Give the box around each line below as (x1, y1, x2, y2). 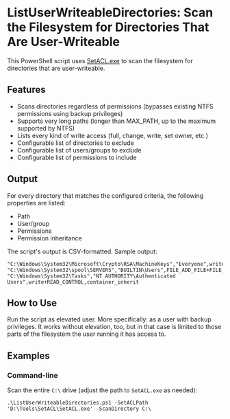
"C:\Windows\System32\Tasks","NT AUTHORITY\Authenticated (7, 273, 176, 280)
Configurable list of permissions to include (16, 153, 137, 161)
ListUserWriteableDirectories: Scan (7, 5, 214, 21)
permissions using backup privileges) (16, 109, 123, 117)
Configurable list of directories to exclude (16, 139, 135, 147)
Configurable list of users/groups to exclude (16, 146, 142, 154)
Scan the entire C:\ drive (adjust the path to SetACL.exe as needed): (7, 386, 198, 394)
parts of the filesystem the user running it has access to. (7, 330, 166, 338)
